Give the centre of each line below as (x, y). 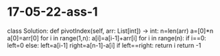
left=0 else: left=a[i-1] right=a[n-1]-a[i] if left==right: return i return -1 (104, 45)
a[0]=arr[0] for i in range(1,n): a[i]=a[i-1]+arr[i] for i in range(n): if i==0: (107, 38)
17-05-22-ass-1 (52, 12)
